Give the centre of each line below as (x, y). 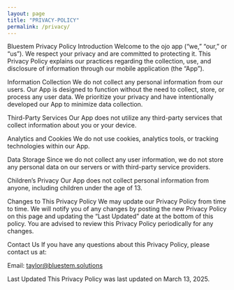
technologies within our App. (49, 146)
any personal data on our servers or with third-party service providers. (109, 167)
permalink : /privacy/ (39, 26)
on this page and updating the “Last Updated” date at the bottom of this (110, 216)
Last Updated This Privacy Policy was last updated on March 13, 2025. (109, 279)
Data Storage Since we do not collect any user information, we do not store (115, 160)
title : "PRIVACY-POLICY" (43, 20)
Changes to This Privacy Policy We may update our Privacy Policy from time (117, 201)
